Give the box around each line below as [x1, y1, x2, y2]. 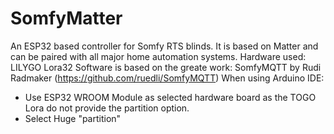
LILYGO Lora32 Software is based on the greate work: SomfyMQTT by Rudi [10, 61, 322, 73]
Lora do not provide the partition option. [24, 102, 190, 114]
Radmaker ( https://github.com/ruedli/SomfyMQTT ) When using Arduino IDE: [10, 72, 325, 84]
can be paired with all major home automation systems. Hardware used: [10, 50, 307, 62]
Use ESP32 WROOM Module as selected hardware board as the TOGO [24, 91, 317, 103]
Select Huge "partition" [24, 112, 122, 124]
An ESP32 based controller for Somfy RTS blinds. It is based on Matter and [10, 40, 319, 52]
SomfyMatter [10, 7, 123, 30]
